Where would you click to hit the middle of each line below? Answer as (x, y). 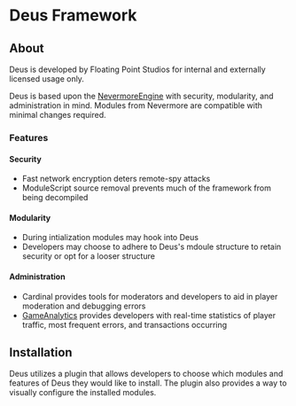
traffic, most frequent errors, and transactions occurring (125, 324)
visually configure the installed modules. (83, 393)
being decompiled (55, 198)
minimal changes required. (58, 115)
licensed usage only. (47, 79)
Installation (41, 352)
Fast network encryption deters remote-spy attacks (116, 179)
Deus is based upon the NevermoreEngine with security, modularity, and (141, 96)
